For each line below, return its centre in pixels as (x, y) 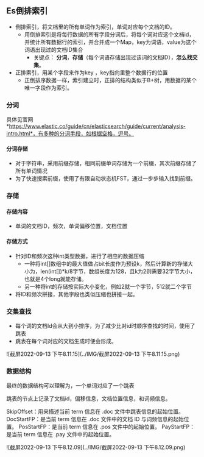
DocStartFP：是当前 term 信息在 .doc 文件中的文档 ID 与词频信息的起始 (95, 419)
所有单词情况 (31, 171)
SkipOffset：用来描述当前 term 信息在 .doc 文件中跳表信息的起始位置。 (95, 412)
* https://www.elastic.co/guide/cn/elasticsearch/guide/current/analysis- (96, 126)
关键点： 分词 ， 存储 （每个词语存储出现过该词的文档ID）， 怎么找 (113, 57)
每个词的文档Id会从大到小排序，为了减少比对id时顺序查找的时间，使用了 (105, 325)
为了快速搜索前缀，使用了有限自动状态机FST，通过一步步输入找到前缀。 (106, 179)
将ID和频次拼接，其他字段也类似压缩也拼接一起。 (76, 294)
